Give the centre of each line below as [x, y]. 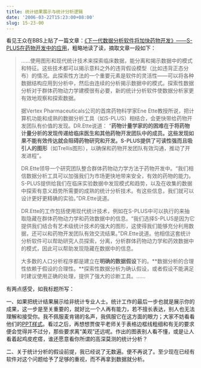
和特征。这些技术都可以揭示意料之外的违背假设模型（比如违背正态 [102, 68]
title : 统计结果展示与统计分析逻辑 [45, 12]
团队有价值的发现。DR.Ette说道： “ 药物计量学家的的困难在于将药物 [108, 126]
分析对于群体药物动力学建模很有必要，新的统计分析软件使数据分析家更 [107, 91]
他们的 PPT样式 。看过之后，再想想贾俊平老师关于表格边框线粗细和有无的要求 [100, 324]
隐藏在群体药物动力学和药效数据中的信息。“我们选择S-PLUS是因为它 [110, 218]
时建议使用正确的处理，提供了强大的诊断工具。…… [83, 276]
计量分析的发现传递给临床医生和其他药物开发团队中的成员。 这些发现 [105, 133]
